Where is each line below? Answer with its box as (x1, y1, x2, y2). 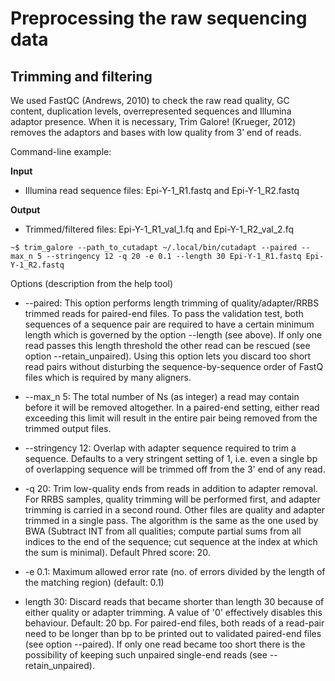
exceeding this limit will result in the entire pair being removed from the (24, 412, 318, 424)
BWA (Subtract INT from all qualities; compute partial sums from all (24, 525, 302, 537)
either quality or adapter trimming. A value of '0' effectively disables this (24, 607, 323, 618)
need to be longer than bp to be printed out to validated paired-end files (24, 628, 322, 639)
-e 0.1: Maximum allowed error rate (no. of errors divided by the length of (24, 566, 326, 577)
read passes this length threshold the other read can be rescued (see (24, 340, 311, 351)
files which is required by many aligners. (24, 372, 192, 383)
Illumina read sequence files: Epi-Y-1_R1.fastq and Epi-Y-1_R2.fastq (24, 185, 300, 196)
